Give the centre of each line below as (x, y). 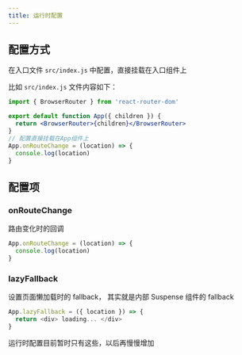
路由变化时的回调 (36, 229)
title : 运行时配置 (36, 15)
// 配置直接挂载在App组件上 (48, 138)
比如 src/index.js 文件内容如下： (63, 87)
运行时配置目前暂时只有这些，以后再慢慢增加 (81, 342)
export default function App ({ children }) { (85, 116)
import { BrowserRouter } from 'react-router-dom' (94, 102)
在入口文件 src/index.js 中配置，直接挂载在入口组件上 (98, 70)
